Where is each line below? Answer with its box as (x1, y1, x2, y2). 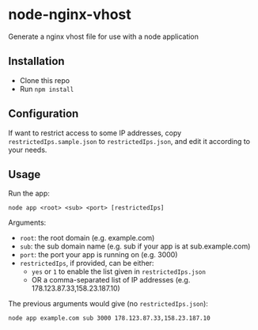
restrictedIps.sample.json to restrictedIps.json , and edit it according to (8, 136, 251, 146)
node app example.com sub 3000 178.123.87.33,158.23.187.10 (8, 314, 211, 322)
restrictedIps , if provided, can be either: (19, 259, 154, 268)
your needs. (8, 145, 47, 154)
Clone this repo (19, 75, 70, 85)
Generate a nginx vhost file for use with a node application (8, 32, 199, 41)
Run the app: (8, 188, 50, 199)
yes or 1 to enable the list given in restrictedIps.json (31, 267, 206, 276)
